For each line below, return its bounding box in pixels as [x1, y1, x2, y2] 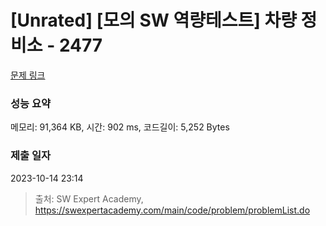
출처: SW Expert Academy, [34, 192, 144, 205]
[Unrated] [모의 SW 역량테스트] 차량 [10, 9, 297, 32]
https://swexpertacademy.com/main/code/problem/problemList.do [34, 204, 311, 216]
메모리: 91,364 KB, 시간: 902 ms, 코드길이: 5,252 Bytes [10, 121, 230, 133]
